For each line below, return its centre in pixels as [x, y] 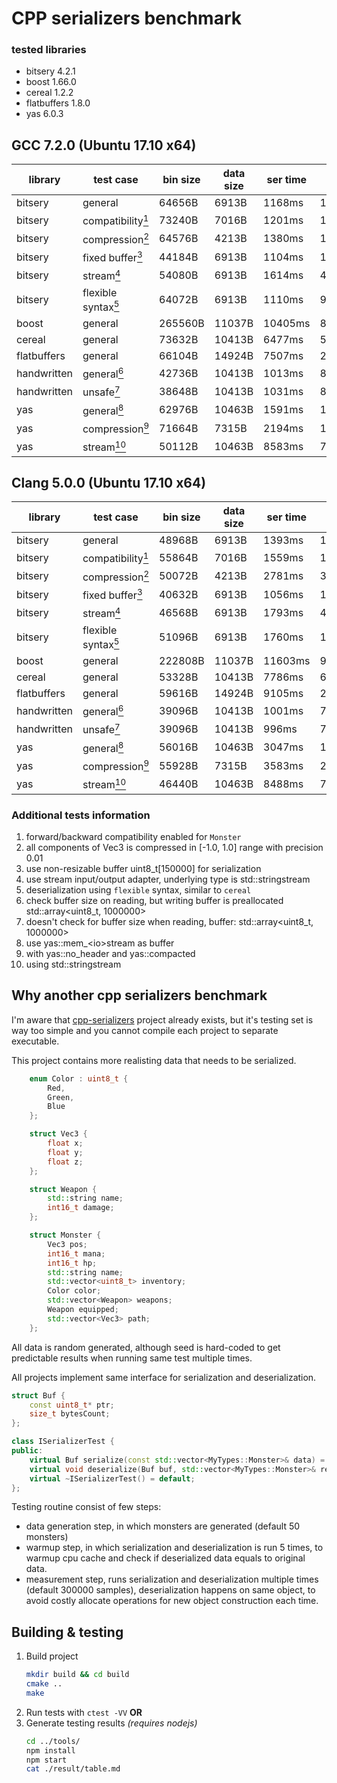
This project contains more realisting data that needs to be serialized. [154, 1060]
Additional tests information [81, 815]
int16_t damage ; [81, 1208]
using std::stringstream [73, 964]
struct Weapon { [63, 1189]
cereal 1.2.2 [49, 93]
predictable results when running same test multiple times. [132, 1358]
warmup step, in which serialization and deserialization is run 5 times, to [174, 1548]
